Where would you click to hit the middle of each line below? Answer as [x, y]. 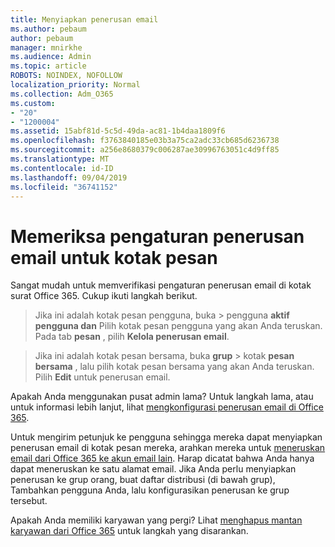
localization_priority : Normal [75, 85]
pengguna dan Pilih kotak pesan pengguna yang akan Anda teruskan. [178, 326]
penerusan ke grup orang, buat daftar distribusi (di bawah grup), [143, 480]
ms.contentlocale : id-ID [62, 168]
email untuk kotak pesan [114, 257]
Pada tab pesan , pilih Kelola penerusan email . [132, 337]
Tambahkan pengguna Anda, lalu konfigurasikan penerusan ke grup [150, 490]
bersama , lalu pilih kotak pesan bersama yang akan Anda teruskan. [174, 367]
